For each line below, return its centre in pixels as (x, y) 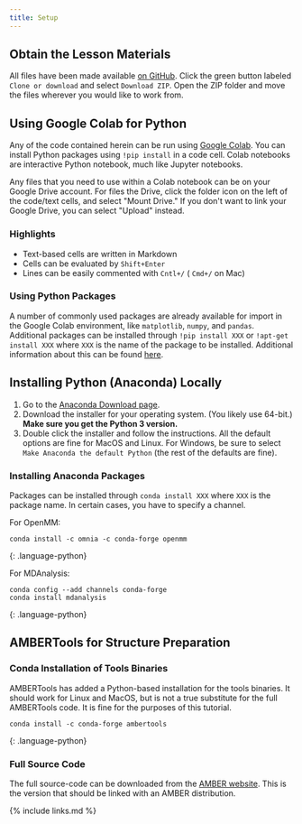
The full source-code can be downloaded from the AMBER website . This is (148, 783)
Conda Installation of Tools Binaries (89, 669)
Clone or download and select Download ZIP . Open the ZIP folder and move (147, 86)
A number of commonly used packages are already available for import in (146, 316)
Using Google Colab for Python (98, 123)
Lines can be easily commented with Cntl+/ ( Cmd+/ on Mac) (133, 273)
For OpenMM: (35, 522)
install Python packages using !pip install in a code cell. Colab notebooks (150, 155)
